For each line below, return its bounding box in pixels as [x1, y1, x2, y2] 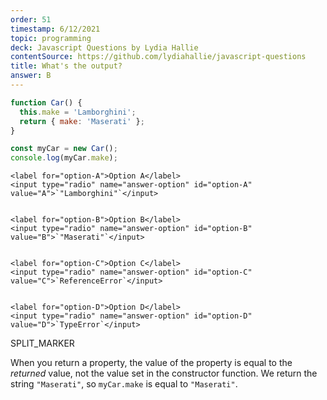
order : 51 [10, 14, 52, 25]
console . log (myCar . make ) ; [10, 153, 118, 163]
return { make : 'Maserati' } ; [19, 116, 145, 126]
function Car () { [10, 97, 83, 108]
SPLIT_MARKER [10, 337, 75, 350]
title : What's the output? [10, 61, 123, 71]
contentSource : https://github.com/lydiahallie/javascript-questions [10, 52, 307, 62]
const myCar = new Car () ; [10, 144, 118, 154]
